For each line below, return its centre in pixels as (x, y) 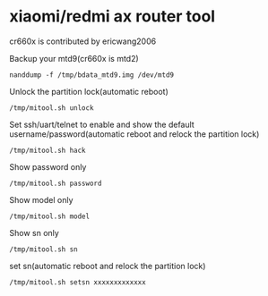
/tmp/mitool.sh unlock (52, 108)
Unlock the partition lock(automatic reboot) (89, 91)
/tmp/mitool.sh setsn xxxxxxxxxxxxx (78, 282)
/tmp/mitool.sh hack (48, 150)
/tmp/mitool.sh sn (43, 249)
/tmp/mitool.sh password (56, 183)
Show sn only (35, 233)
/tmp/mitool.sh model (50, 216)
